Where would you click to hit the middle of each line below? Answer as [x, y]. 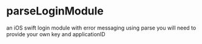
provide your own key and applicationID [56, 34]
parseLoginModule [55, 11]
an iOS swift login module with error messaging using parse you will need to [101, 28]
